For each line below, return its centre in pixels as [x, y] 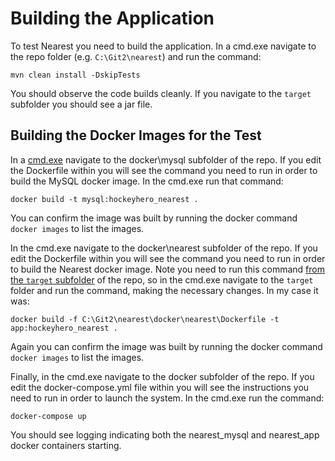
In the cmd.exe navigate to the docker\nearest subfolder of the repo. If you [164, 248]
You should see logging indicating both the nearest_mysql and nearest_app [165, 434]
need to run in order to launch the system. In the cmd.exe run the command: [167, 398]
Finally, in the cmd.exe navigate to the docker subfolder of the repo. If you [162, 376]
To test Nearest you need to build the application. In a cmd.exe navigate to [163, 46]
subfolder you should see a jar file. [81, 104]
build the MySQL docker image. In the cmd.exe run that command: [147, 181]
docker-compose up [48, 416]
